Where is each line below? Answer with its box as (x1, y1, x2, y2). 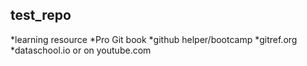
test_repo (10, 7, 72, 24)
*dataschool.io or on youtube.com (10, 44, 152, 56)
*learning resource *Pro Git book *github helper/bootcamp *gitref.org (10, 33, 298, 45)
